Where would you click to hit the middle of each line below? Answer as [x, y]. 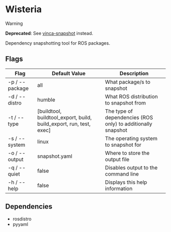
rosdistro [22, 219]
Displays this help [126, 182]
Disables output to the [131, 168]
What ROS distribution [132, 96]
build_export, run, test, [64, 124]
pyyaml [20, 224]
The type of [119, 111]
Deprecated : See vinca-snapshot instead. [49, 33]
